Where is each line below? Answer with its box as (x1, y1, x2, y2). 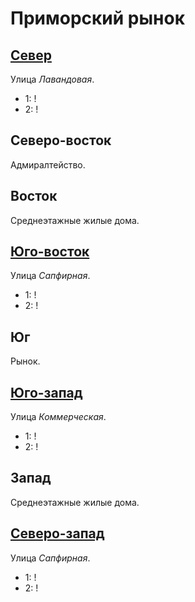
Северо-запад (10, 525, 105, 542)
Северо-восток (10, 132, 112, 149)
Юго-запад (10, 384, 83, 401)
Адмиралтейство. (10, 158, 86, 171)
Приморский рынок (10, 7, 185, 30)
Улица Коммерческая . (10, 411, 107, 423)
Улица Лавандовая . (10, 73, 95, 85)
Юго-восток (10, 243, 90, 261)
